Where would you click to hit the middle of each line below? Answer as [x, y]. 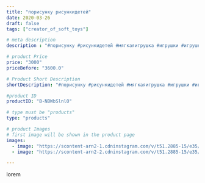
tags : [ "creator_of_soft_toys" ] [47, 29]
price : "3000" [24, 62]
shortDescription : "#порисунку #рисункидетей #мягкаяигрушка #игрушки [98, 85]
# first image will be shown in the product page [71, 135]
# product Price [27, 57]
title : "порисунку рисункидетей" [49, 12]
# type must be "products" [41, 113]
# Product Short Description [43, 79]
